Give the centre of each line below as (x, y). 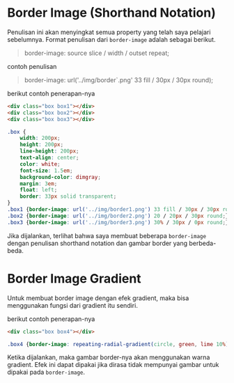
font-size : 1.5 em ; (46, 171)
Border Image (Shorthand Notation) (111, 13)
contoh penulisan (32, 66)
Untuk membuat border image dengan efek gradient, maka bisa (98, 298)
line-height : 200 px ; (49, 151)
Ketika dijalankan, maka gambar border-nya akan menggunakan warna (109, 357)
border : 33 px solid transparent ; (68, 196)
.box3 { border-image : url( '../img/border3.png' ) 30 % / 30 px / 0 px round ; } (118, 222)
